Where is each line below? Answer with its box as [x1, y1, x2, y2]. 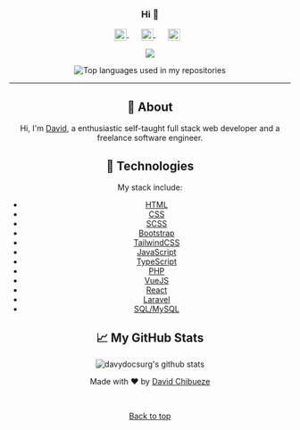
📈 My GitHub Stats [96, 330, 204, 346]
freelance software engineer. [96, 133, 204, 144]
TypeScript [137, 256, 177, 267]
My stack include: [117, 182, 183, 193]
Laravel [142, 294, 171, 304]
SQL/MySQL [133, 303, 180, 314]
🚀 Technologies [105, 158, 195, 173]
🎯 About [127, 99, 173, 114]
